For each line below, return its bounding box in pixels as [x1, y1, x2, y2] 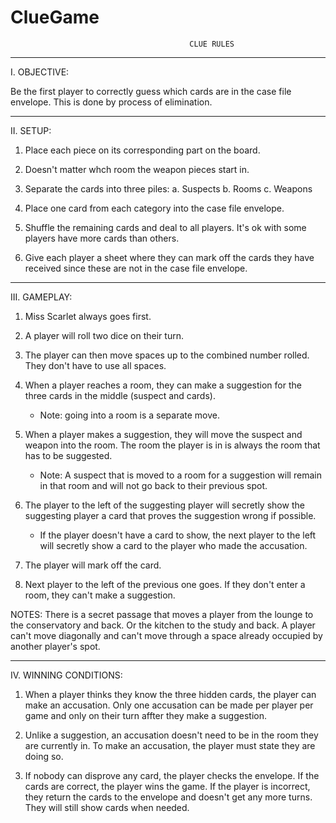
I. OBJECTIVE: [10, 66, 70, 78]
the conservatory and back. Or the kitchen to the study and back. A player [10, 619, 316, 631]
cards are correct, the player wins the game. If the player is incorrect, [24, 780, 311, 792]
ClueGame [10, 6, 100, 29]
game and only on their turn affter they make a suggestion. [24, 709, 267, 721]
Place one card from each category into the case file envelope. [24, 202, 285, 214]
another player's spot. [10, 640, 101, 652]
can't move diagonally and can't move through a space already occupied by [10, 629, 323, 641]
